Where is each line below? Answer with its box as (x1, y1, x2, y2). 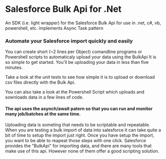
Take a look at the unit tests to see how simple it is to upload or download (5, 74, 155, 80)
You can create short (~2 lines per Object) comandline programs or (5, 49, 142, 55)
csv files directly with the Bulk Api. (5, 79, 76, 85)
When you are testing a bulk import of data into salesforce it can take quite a (5, 127, 161, 133)
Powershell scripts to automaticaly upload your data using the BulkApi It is (5, 54, 157, 60)
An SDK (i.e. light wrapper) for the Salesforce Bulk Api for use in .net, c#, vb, (5, 20, 161, 26)
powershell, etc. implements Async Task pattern (5, 25, 104, 31)
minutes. (5, 64, 23, 70)
